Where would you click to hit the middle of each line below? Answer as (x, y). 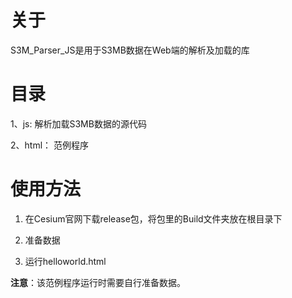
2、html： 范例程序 (49, 145)
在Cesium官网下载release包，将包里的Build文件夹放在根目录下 (153, 218)
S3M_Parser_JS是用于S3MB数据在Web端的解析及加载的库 (130, 50)
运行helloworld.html (65, 261)
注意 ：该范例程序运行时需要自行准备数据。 (98, 282)
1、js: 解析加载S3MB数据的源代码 (78, 123)
